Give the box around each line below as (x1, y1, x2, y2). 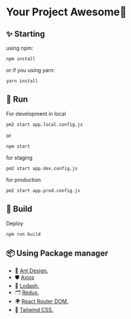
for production (6, 177, 41, 184)
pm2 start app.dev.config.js (6, 165, 78, 172)
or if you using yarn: (6, 66, 55, 73)
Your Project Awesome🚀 (6, 5, 127, 19)
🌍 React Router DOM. (14, 298, 69, 305)
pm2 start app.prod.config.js (6, 188, 81, 194)
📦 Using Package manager (6, 248, 109, 259)
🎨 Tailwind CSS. (14, 306, 54, 313)
